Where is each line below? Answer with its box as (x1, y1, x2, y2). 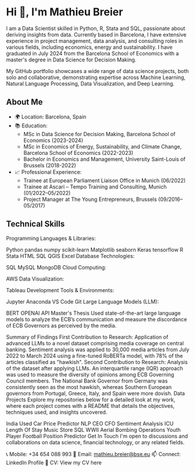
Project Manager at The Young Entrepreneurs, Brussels (23, 196, 157, 203)
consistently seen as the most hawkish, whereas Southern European (6, 383, 172, 391)
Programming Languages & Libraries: (6, 235, 96, 242)
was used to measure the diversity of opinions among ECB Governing (6, 371, 174, 378)
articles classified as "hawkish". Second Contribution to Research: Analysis (6, 358, 188, 365)
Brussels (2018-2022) (23, 161, 76, 169)
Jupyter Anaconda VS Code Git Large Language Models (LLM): (6, 298, 159, 305)
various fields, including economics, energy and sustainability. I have (6, 44, 173, 51)
